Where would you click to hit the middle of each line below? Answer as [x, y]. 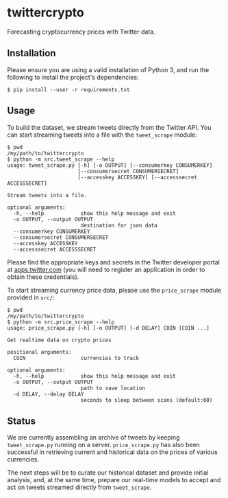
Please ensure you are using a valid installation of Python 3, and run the [108, 69]
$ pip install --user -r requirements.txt [68, 90]
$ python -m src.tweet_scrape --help [61, 159]
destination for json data [119, 225]
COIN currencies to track [76, 358]
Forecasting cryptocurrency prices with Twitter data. [81, 32]
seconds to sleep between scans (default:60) [147, 400]
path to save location [113, 388]
